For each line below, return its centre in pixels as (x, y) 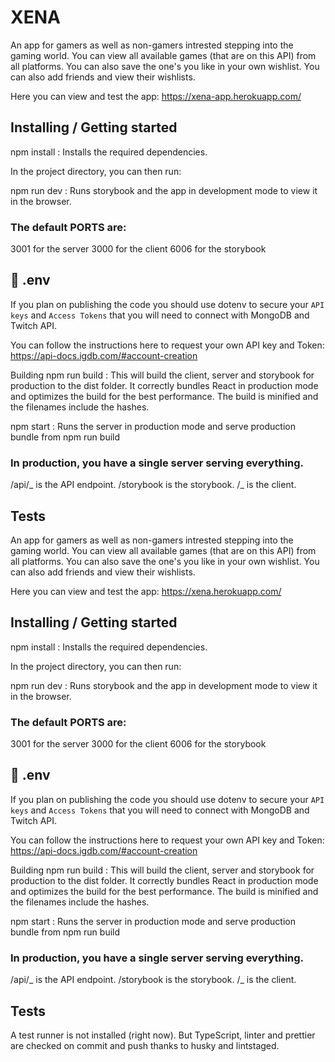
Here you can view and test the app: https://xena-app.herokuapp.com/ (156, 96)
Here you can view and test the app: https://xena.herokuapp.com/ (146, 591)
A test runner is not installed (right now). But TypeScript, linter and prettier (163, 1035)
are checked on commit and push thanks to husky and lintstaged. (145, 1045)
